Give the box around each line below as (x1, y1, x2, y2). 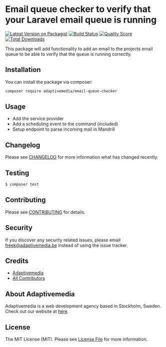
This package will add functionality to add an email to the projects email (5, 46, 153, 52)
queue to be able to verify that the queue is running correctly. (5, 51, 132, 57)
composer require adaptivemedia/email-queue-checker (5, 89, 117, 94)
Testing (5, 169, 29, 177)
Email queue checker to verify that (5, 4, 151, 15)
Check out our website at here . (5, 308, 69, 314)
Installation (5, 66, 41, 74)
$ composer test (5, 182, 39, 187)
